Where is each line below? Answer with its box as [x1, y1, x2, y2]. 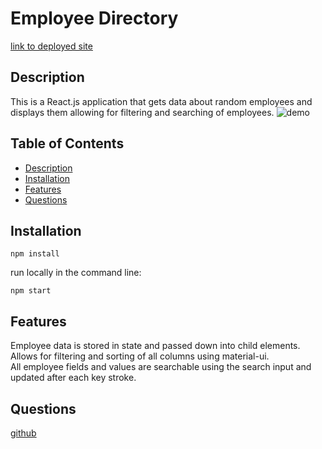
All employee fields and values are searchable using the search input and [10, 361, 312, 373]
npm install [10, 249, 60, 259]
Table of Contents [10, 135, 125, 152]
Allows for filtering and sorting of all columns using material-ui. [10, 350, 270, 362]
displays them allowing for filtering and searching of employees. [10, 106, 275, 118]
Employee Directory [10, 7, 179, 30]
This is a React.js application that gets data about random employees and [10, 95, 313, 107]
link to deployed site [10, 40, 93, 52]
